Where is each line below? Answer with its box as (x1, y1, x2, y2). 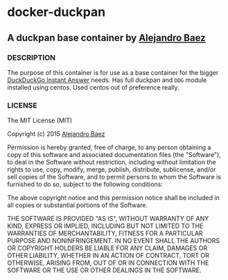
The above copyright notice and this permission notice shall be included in (7, 194, 220, 202)
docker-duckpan (7, 4, 106, 20)
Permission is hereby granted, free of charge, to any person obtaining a (7, 143, 211, 151)
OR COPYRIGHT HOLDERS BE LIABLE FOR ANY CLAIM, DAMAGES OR (7, 244, 208, 252)
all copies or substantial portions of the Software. (7, 201, 148, 209)
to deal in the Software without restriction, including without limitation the (7, 158, 216, 167)
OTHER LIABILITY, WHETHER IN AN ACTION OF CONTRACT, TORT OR (7, 252, 209, 260)
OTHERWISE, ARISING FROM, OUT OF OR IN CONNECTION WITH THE (7, 258, 209, 267)
